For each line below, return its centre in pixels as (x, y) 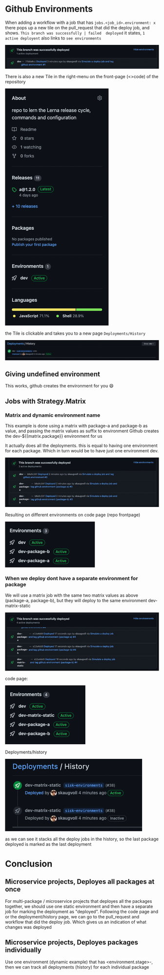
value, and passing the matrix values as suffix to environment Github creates (82, 431)
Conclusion (29, 863)
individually (23, 950)
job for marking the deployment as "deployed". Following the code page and (82, 912)
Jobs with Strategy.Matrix (46, 401)
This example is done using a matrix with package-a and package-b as (76, 426)
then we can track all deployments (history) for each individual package (77, 967)
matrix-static (18, 606)
